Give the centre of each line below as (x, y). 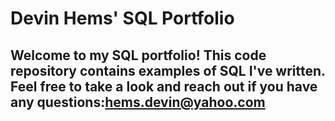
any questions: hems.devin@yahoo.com (138, 102)
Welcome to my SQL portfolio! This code (138, 55)
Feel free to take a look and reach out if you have (164, 86)
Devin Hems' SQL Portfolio (122, 18)
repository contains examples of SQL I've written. (168, 70)
